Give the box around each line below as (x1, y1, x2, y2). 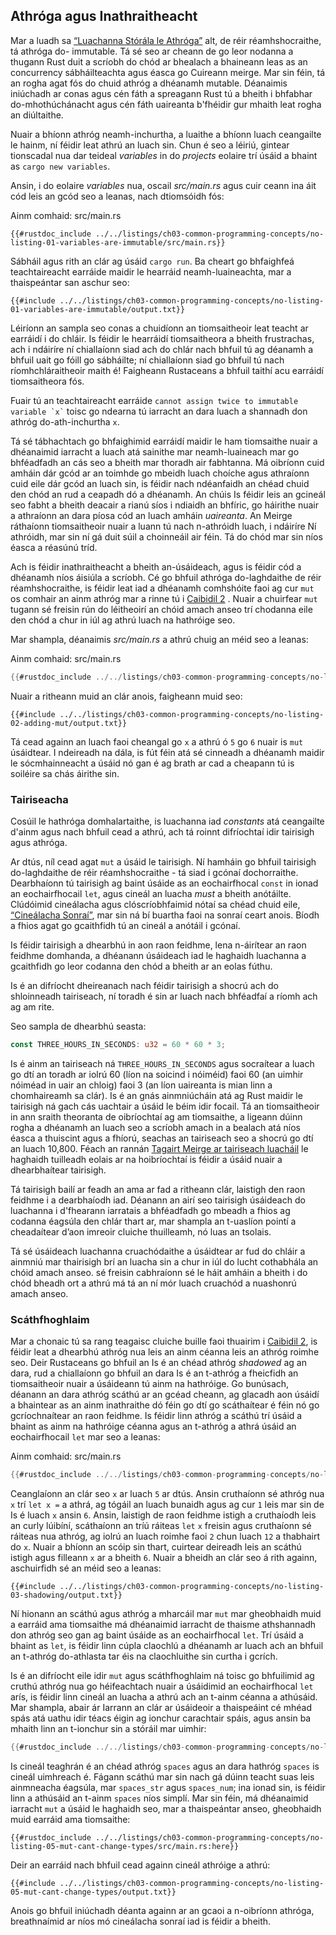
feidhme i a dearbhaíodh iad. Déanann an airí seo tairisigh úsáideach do (10, 1194, 306, 1206)
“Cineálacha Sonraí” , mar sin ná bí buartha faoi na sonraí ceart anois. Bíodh (10, 909, 320, 921)
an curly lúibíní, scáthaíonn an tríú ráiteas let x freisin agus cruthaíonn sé (10, 1520, 312, 1532)
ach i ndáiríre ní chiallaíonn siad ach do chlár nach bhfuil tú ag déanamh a (10, 343, 314, 355)
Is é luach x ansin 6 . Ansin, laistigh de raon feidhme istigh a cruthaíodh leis (10, 1509, 317, 1521)
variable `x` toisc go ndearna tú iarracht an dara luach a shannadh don (10, 405, 308, 417)
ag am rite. (10, 1000, 55, 1013)
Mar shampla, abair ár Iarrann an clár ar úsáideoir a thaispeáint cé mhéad (10, 1702, 312, 1714)
